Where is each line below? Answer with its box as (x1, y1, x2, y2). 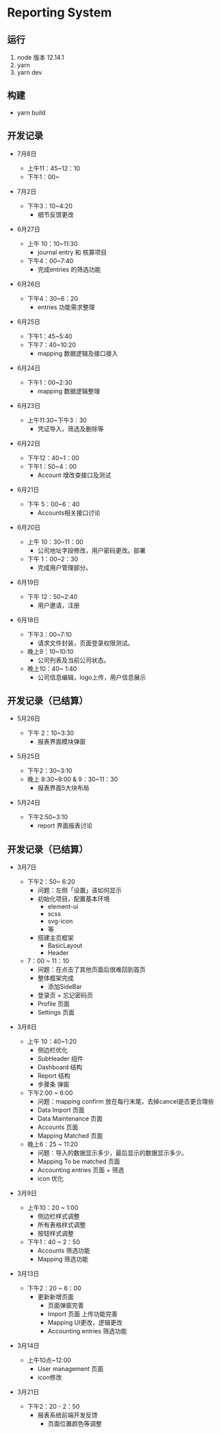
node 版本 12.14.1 (16, 53, 64, 61)
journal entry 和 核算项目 (37, 248, 107, 256)
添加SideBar (47, 982, 82, 991)
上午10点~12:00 (27, 1356, 72, 1365)
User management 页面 (37, 1365, 104, 1373)
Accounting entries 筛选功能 (47, 1327, 127, 1335)
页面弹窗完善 (47, 1301, 84, 1310)
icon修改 (37, 1373, 62, 1382)
